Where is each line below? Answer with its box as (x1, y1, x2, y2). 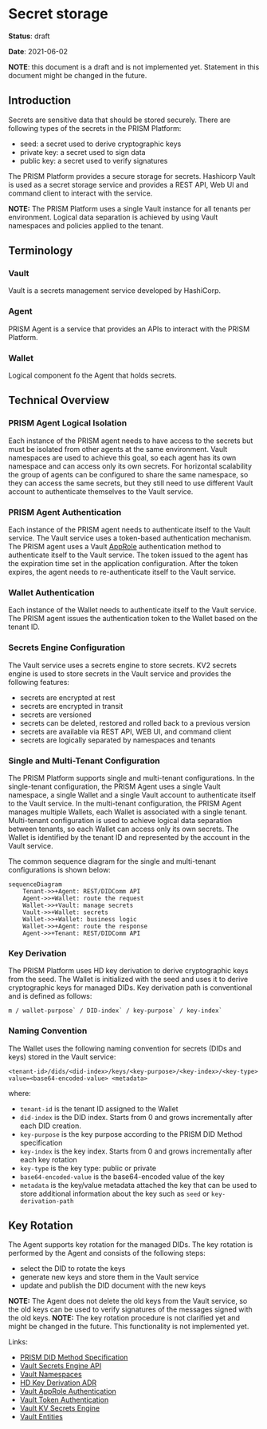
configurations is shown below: (8, 865, 112, 874)
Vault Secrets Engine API (19, 1361, 102, 1371)
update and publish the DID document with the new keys (19, 1281, 206, 1290)
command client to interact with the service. (8, 188, 153, 198)
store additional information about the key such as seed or (19, 1189, 210, 1198)
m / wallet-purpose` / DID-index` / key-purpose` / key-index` (8, 1007, 223, 1015)
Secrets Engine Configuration (8, 642, 126, 653)
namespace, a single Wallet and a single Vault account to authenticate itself (8, 790, 257, 799)
